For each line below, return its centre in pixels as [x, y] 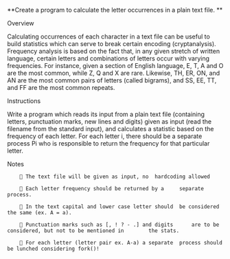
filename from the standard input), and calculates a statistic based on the [111, 129]
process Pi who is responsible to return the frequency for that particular [108, 143]
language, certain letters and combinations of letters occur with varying [108, 58]
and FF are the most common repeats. [61, 88]
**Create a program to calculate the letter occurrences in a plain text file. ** [115, 10]
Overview [21, 23]
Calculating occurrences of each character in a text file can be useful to [109, 36]
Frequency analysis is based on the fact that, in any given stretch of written [114, 51]
